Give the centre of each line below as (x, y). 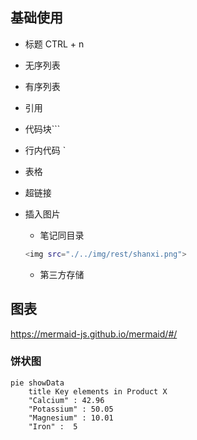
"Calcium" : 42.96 (66, 400)
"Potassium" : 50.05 (71, 409)
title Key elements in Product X (98, 391)
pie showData (37, 383)
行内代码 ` (45, 150)
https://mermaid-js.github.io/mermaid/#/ (94, 334)
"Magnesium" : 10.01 (71, 418)
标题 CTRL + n (54, 44)
